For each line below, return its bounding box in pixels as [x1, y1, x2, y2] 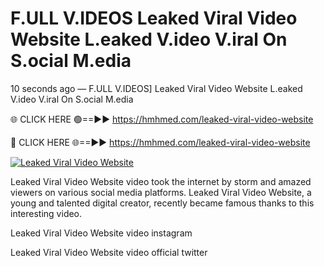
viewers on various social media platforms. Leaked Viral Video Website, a [10, 186, 312, 198]
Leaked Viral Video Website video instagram [10, 227, 193, 239]
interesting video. [10, 207, 83, 219]
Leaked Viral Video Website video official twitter [10, 246, 208, 258]
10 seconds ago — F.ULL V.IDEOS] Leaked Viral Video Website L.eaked [10, 82, 303, 94]
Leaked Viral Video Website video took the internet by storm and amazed [10, 175, 312, 187]
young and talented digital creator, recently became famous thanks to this [10, 197, 315, 209]
